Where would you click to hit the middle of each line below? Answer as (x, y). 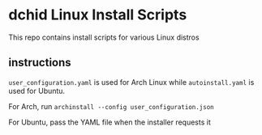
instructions (40, 63)
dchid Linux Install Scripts (98, 15)
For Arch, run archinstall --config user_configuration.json (112, 106)
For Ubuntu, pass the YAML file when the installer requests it (110, 122)
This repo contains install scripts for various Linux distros (104, 37)
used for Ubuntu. (37, 91)
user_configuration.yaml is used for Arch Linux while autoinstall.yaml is (131, 82)
